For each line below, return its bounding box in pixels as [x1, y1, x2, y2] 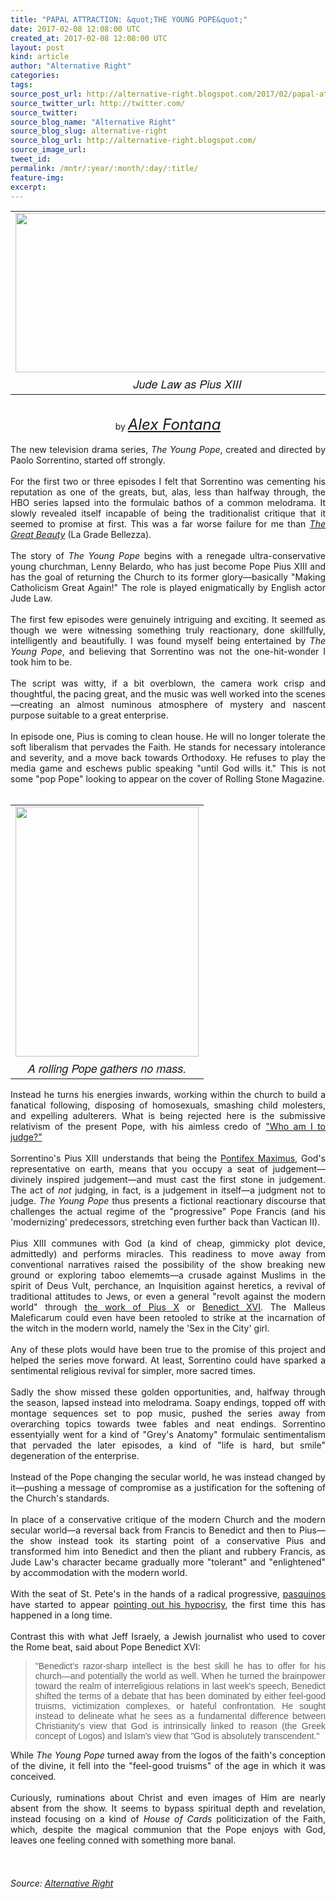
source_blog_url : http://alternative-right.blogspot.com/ [10, 136, 257, 146]
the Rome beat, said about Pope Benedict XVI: [10, 1641, 201, 1653]
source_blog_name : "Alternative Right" [10, 117, 177, 127]
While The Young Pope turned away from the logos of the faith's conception [10, 1749, 326, 1761]
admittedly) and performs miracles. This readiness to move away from [10, 1248, 326, 1260]
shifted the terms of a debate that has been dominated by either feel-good [34, 1691, 326, 1702]
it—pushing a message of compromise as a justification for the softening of [10, 1482, 326, 1494]
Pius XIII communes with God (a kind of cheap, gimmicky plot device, [10, 1237, 326, 1250]
